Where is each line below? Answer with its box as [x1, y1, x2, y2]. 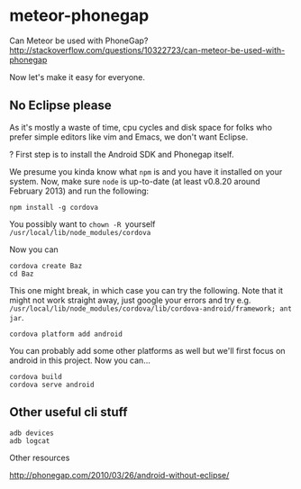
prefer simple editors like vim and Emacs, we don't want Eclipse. [9, 131, 249, 142]
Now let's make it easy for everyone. [9, 71, 146, 82]
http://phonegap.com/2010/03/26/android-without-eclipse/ [9, 469, 230, 480]
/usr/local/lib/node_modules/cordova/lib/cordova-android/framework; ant [9, 303, 293, 313]
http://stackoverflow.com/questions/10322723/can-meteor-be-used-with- [9, 44, 286, 55]
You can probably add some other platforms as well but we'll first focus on [9, 345, 286, 356]
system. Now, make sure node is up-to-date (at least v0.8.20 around [9, 176, 260, 186]
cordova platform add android [9, 330, 123, 339]
